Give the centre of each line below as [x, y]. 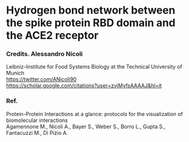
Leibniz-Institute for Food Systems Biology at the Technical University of [94, 67]
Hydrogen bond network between [91, 10]
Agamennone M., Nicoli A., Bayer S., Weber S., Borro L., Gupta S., [86, 126]
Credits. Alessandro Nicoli [45, 54]
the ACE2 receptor [52, 35]
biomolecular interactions [37, 120]
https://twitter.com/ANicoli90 [41, 79]
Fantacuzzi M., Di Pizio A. [37, 133]
